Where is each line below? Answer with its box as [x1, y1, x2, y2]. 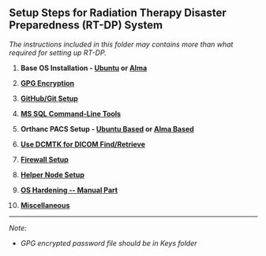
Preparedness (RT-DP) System [9, 19, 163, 32]
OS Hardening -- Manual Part [20, 185, 118, 195]
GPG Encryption [20, 78, 75, 87]
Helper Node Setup [20, 169, 85, 180]
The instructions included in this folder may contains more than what [9, 39, 234, 49]
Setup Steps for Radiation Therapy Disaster [9, 6, 227, 20]
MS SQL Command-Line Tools [20, 109, 122, 118]
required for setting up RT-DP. [9, 47, 107, 58]
